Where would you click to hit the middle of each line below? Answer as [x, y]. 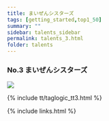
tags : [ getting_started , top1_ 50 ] [54, 20]
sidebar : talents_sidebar [44, 32]
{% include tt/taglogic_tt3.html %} [54, 98]
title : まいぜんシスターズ [41, 13]
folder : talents [30, 45]
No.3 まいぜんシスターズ [47, 70]
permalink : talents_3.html [45, 39]
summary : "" [24, 26]
